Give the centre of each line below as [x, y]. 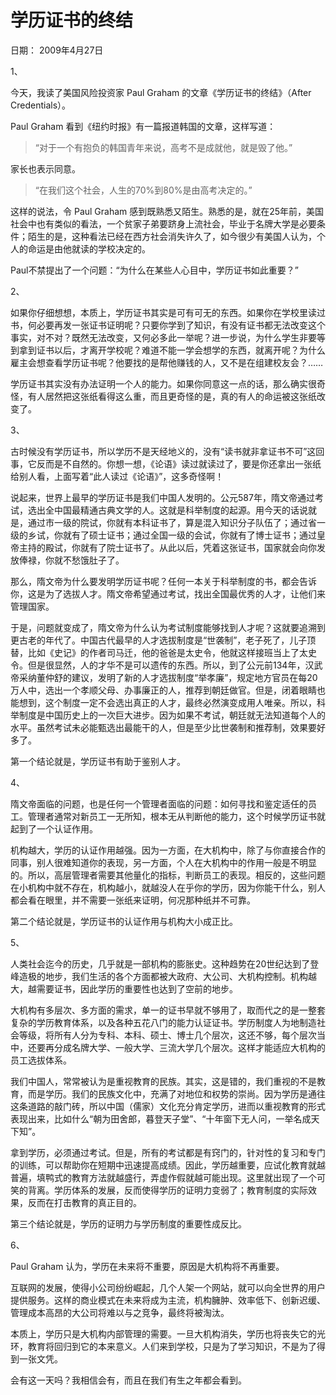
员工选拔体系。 [41, 1060]
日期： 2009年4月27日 [57, 50]
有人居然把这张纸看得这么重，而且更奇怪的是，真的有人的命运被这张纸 [172, 396]
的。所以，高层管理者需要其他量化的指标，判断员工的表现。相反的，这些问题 [168, 875]
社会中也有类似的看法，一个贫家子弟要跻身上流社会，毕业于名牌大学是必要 [163, 223]
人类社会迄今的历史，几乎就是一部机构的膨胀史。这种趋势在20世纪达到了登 [165, 963]
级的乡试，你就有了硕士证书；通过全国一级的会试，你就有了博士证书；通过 [163, 535]
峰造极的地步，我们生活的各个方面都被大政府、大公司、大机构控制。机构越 [163, 976]
